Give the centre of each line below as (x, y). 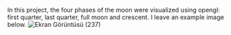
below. (17, 24)
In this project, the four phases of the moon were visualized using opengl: (114, 10)
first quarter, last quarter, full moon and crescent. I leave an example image (116, 17)
